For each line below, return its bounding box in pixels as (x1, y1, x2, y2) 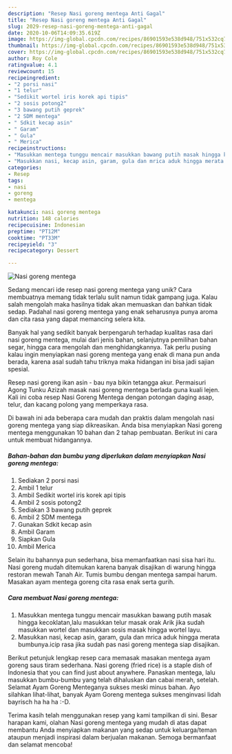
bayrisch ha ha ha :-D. (8, 698, 71, 706)
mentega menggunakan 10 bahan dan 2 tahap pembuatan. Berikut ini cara (8, 429, 218, 437)
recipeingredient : (8, 74, 61, 81)
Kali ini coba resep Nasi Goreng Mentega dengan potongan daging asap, (8, 393, 214, 401)
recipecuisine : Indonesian (8, 222, 85, 229)
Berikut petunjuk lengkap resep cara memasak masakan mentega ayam (8, 654, 211, 662)
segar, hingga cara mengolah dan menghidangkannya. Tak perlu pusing (8, 343, 211, 351)
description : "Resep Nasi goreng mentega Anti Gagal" (8, 10, 166, 17)
